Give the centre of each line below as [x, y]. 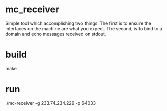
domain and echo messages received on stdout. [56, 34]
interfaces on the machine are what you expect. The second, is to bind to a [84, 28]
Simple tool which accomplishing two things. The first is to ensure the [78, 23]
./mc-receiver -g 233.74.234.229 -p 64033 [50, 103]
